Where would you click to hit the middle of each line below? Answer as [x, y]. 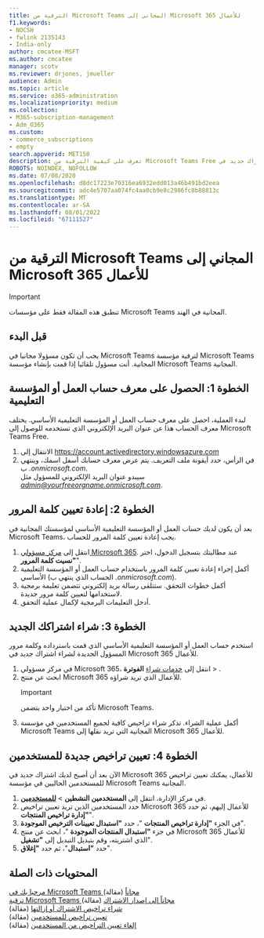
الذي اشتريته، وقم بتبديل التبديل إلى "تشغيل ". [86, 840]
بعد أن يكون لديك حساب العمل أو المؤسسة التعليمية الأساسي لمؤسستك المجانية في [131, 528]
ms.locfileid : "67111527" [51, 220]
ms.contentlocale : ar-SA [49, 205]
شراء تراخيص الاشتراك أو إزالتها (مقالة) [66, 908]
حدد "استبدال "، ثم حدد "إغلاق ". [66, 849]
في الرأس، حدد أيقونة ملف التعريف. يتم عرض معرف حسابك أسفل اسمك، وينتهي [137, 460]
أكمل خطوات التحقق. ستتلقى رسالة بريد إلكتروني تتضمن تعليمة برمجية [123, 585]
